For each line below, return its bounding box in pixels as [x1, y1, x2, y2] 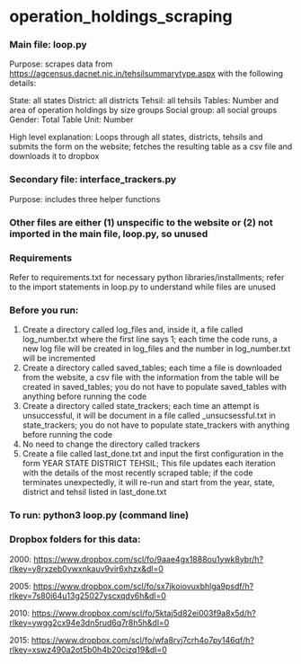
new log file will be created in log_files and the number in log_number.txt [22, 343, 291, 354]
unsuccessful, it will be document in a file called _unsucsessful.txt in [22, 411, 276, 421]
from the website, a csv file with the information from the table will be [22, 372, 280, 383]
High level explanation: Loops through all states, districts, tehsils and [9, 132, 263, 143]
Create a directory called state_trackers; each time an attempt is [22, 401, 261, 412]
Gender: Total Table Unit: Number [9, 114, 134, 125]
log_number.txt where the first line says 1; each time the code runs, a [22, 334, 278, 345]
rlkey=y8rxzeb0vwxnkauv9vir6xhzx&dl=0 [9, 563, 164, 574]
